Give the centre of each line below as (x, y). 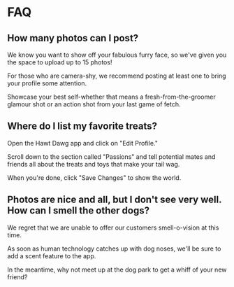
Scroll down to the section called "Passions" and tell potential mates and (111, 156)
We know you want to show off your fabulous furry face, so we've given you (117, 55)
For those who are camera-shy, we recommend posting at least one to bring (117, 76)
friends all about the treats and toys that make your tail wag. (94, 164)
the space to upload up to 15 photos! (60, 62)
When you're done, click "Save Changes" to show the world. (94, 177)
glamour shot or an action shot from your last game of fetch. (94, 104)
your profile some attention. (47, 83)
